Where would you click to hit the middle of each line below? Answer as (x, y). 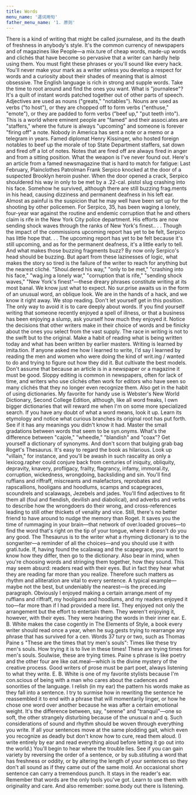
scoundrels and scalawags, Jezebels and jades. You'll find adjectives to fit (96, 493)
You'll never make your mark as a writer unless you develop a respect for (94, 70)
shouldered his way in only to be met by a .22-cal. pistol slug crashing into (96, 182)
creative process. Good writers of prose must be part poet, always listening (97, 668)
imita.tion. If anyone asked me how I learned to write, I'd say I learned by (94, 350)
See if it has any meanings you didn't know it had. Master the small (87, 425)
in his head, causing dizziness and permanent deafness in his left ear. (90, 195)
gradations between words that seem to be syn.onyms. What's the (86, 431)
